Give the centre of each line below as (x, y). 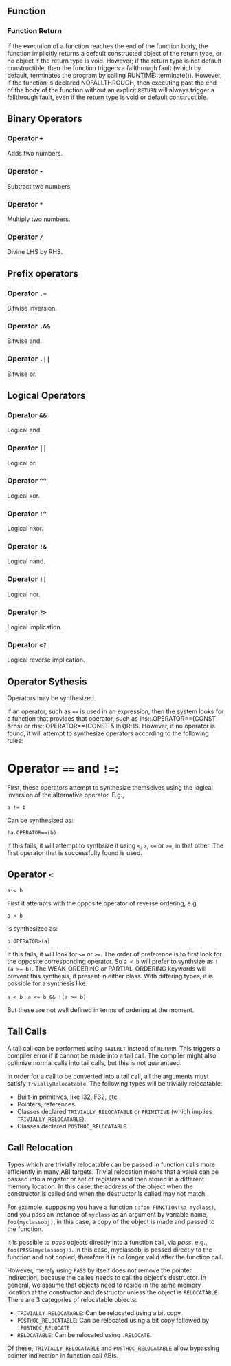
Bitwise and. (25, 341)
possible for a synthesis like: (47, 983)
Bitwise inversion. (32, 308)
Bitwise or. (22, 374)
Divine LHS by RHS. (35, 252)
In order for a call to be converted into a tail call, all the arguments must (108, 1076)
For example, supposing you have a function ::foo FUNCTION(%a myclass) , (112, 1207)
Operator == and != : (63, 769)
